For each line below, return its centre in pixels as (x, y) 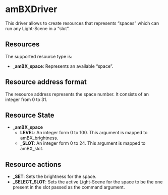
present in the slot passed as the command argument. (69, 187)
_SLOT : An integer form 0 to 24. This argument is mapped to (83, 143)
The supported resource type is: (39, 56)
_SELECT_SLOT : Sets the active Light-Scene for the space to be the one (88, 182)
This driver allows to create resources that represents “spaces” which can (82, 23)
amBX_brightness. (39, 138)
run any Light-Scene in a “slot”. (37, 28)
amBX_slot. (32, 149)
